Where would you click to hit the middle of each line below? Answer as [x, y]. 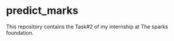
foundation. [20, 32]
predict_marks [42, 11]
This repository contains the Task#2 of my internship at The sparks [87, 27]
